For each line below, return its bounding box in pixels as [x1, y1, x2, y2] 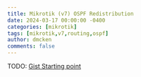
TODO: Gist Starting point [7, 62, 81, 70]
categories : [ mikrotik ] [7, 23, 78, 30]
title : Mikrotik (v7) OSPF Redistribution [7, 10, 134, 17]
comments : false [7, 43, 55, 50]
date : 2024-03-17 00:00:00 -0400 [7, 17, 106, 24]
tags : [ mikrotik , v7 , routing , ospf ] [7, 29, 109, 37]
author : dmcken [7, 36, 52, 43]
